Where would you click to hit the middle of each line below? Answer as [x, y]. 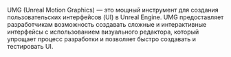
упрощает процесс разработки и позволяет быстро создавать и [102, 39]
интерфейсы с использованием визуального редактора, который [103, 32]
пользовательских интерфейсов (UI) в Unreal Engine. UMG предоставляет [115, 17]
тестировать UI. [30, 46]
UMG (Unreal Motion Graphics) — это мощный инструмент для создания [113, 10]
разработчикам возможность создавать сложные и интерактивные [107, 24]
